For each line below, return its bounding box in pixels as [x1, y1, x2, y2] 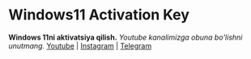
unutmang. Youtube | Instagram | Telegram [8, 40, 152, 50]
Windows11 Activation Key [8, 6, 190, 24]
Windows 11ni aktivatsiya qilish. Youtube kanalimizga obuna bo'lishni [8, 32, 243, 42]
